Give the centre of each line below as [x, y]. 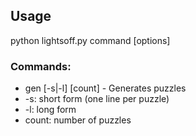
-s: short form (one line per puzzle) [97, 99]
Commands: [41, 66]
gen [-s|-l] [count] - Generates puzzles [105, 88]
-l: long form [50, 110]
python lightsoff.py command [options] [90, 40]
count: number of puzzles [78, 120]
